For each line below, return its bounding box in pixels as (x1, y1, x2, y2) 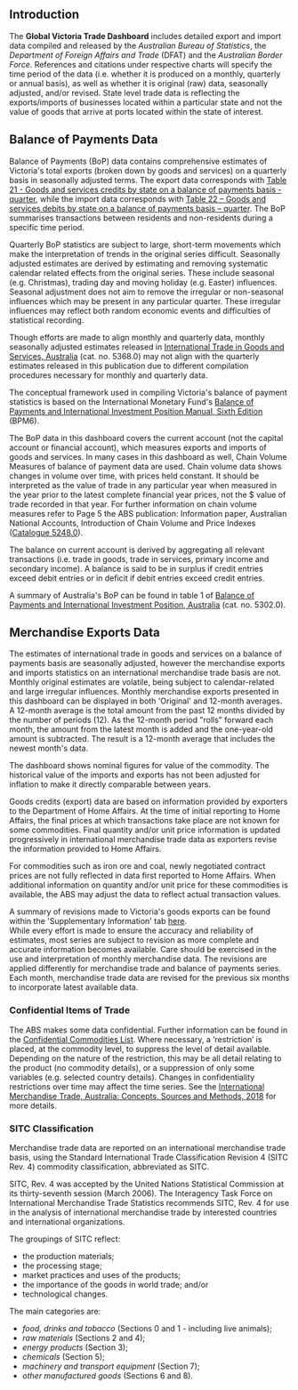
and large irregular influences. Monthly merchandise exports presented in (9, 687, 279, 697)
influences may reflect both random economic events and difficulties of (9, 305, 271, 316)
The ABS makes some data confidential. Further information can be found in (9, 1024, 288, 1035)
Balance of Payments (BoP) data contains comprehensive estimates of (9, 156, 268, 166)
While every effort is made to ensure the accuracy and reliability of (9, 925, 254, 936)
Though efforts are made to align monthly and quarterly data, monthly (9, 332, 265, 342)
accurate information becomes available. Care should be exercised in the (9, 944, 278, 955)
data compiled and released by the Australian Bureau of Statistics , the (9, 40, 267, 51)
